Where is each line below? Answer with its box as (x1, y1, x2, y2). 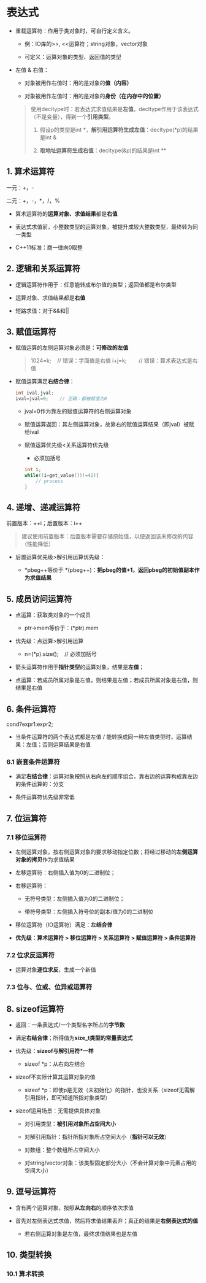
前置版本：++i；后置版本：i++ (6, 520, 83, 527)
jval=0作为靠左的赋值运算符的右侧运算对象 (24, 407, 132, 415)
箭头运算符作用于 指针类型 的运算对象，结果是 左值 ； (15, 663, 145, 671)
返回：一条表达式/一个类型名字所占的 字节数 (15, 1021, 125, 1028)
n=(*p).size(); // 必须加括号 (24, 650, 97, 658)
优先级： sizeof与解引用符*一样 (15, 1047, 94, 1055)
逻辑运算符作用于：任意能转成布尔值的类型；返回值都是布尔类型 (15, 280, 177, 288)
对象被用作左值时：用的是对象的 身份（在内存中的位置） (24, 92, 164, 99)
